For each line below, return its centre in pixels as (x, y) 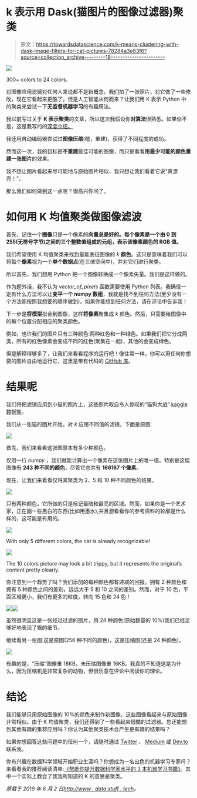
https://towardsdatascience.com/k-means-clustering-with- (107, 44)
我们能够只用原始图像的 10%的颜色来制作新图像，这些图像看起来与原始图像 (97, 714)
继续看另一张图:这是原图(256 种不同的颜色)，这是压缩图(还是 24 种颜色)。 (95, 640)
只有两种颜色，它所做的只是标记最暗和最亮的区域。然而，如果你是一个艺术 (96, 503)
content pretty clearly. (33, 570)
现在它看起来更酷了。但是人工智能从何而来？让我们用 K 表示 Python (98, 99)
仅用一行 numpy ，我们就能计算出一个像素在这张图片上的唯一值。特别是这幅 (98, 460)
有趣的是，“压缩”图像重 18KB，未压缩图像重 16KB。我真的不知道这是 (89, 663)
